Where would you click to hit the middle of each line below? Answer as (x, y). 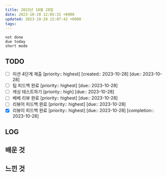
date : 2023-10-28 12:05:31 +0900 (40, 14)
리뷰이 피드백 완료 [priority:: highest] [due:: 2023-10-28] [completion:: (83, 111)
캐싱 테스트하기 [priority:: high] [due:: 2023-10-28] (63, 92)
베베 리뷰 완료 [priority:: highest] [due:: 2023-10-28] (65, 98)
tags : (11, 24)
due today (15, 42)
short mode (16, 46)
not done (14, 37)
